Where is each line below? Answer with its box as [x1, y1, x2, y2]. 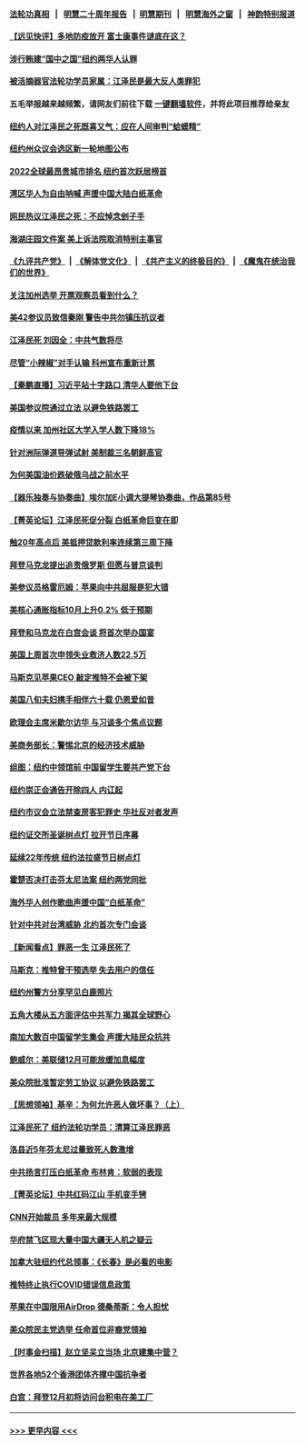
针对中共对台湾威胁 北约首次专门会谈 [9, 919, 147, 931]
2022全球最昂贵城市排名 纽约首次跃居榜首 [9, 165, 168, 176]
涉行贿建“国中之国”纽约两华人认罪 [9, 53, 138, 64]
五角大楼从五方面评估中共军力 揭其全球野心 [9, 1009, 171, 1020]
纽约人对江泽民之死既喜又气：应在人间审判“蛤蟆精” [9, 121, 202, 132]
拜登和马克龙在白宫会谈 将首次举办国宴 [9, 627, 155, 638]
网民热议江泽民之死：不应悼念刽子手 [9, 210, 145, 222]
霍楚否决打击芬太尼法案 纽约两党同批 [9, 874, 147, 885]
